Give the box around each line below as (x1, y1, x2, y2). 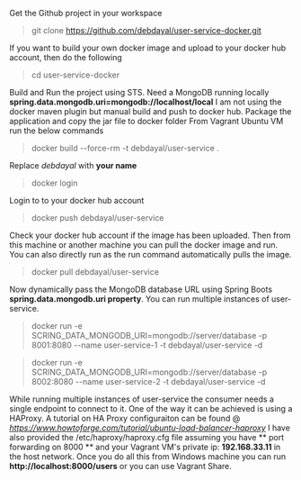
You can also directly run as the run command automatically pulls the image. (9, 249, 292, 259)
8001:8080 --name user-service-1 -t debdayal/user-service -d (31, 340, 263, 350)
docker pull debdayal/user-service (31, 267, 160, 277)
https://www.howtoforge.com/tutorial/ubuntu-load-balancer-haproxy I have (9, 422, 290, 433)
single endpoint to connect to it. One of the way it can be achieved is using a (9, 403, 293, 413)
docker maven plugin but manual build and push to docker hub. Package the (9, 106, 292, 116)
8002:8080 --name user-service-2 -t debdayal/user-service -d (31, 376, 266, 386)
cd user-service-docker (31, 69, 120, 80)
